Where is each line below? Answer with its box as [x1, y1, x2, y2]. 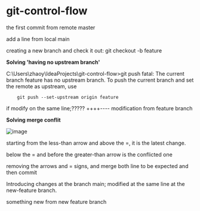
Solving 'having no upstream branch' [6, 58, 100, 66]
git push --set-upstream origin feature [17, 94, 119, 100]
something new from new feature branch [6, 198, 107, 205]
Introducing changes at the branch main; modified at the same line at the [6, 180, 185, 187]
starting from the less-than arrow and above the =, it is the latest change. [6, 139, 186, 147]
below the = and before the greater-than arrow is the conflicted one [6, 151, 173, 158]
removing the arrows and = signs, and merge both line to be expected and [6, 162, 189, 169]
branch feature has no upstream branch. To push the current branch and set [6, 76, 194, 83]
